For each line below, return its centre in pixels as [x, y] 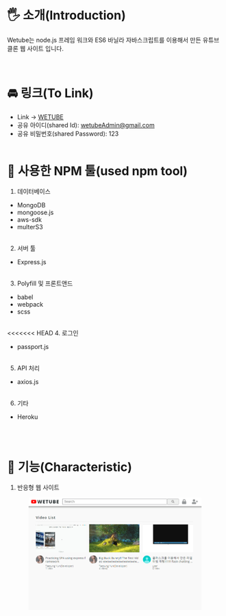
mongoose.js [35, 212]
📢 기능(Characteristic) [70, 467]
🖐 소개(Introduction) [66, 15]
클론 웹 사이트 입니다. [35, 48]
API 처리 [28, 368]
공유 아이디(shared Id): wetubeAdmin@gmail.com [86, 125]
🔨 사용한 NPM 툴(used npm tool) [98, 171]
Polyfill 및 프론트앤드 [45, 283]
